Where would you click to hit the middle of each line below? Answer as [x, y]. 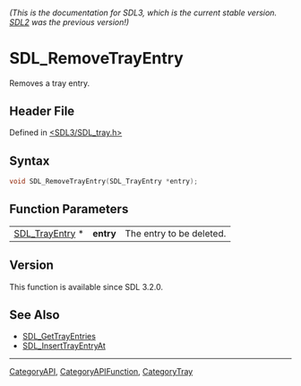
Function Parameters [69, 209]
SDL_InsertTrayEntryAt [64, 346]
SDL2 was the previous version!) [69, 21]
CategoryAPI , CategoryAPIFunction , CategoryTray [101, 372]
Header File [42, 111]
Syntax [30, 161]
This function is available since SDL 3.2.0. [86, 287]
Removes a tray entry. [50, 83]
